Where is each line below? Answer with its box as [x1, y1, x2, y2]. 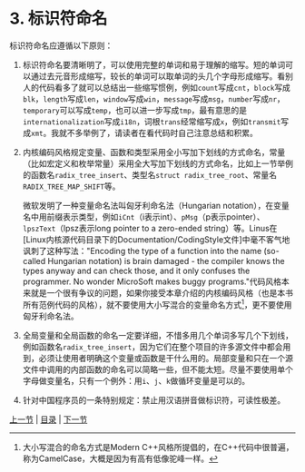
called [22, 255, 46, 266]
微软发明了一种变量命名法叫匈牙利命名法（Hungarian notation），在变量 [22, 200, 290, 211]
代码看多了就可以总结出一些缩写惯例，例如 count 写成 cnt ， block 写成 [38, 82, 290, 93]
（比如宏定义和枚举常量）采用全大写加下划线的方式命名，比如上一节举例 [22, 158, 293, 169]
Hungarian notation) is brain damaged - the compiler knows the [47, 255, 285, 266]
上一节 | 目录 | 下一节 [9, 414, 88, 425]
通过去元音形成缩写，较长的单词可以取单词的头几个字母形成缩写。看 [30, 70, 286, 82]
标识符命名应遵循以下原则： [9, 40, 113, 51]
